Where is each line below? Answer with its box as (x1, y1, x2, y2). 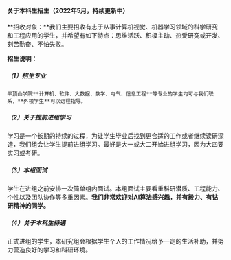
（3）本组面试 (7, 165, 48, 174)
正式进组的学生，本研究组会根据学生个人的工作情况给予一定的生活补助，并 (7, 237, 218, 246)
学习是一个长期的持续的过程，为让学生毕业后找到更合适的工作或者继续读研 (7, 132, 218, 140)
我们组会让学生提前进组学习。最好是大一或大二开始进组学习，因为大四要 (19, 141, 224, 149)
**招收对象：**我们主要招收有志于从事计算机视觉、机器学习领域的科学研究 (7, 23, 219, 31)
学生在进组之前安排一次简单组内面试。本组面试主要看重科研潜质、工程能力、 (7, 185, 224, 193)
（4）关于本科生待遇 (7, 218, 66, 226)
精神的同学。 (12, 202, 49, 210)
